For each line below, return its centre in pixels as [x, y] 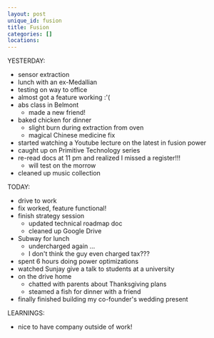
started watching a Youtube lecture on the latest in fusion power [112, 143]
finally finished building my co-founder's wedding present [103, 299]
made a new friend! [57, 113]
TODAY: [19, 187]
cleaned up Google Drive [65, 231]
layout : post [27, 14]
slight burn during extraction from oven [86, 128]
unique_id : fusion [35, 21]
